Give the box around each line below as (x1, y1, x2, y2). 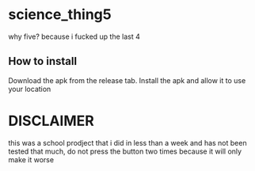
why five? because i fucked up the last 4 (8, 32, 141, 41)
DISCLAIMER (8, 112, 95, 130)
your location (8, 84, 51, 93)
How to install (8, 55, 78, 68)
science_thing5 (8, 6, 112, 24)
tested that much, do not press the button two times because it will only (8, 146, 242, 156)
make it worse (8, 154, 54, 164)
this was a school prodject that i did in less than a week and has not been (8, 138, 247, 147)
